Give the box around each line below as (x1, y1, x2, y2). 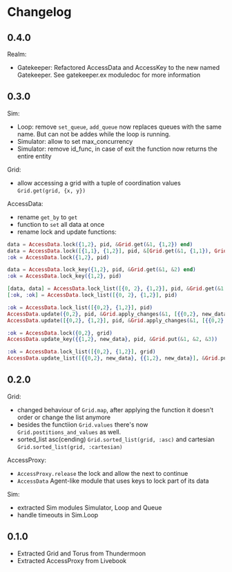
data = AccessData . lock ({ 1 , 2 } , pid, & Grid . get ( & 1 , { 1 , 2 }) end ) (7, 241, 193, 248)
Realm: (7, 50, 27, 58)
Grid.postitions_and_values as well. (17, 427, 122, 436)
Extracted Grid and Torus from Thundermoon (17, 549, 146, 557)
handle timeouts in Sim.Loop (17, 510, 99, 519)
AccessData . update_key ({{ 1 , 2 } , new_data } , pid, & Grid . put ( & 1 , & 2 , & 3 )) (7, 336, 218, 343)
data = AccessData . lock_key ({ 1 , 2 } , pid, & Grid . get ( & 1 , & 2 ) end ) (7, 266, 196, 273)
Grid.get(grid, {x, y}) (17, 187, 86, 194)
